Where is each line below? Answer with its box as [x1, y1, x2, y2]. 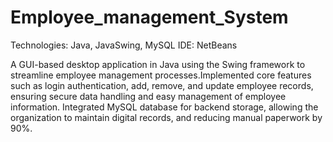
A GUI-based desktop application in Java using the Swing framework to [10, 58, 306, 70]
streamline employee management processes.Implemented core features [10, 69, 312, 81]
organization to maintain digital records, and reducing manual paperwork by [10, 111, 323, 123]
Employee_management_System [10, 6, 289, 29]
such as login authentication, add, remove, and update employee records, [10, 79, 314, 91]
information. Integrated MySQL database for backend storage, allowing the [10, 101, 319, 113]
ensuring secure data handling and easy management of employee [10, 90, 287, 102]
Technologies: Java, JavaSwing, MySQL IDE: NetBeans [10, 39, 238, 51]
